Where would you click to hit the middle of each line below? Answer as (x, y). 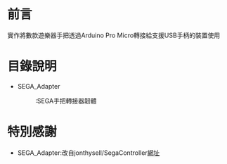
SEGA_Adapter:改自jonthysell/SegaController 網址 (89, 153)
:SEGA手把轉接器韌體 (66, 101)
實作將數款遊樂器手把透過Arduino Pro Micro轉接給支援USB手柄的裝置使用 (113, 35)
